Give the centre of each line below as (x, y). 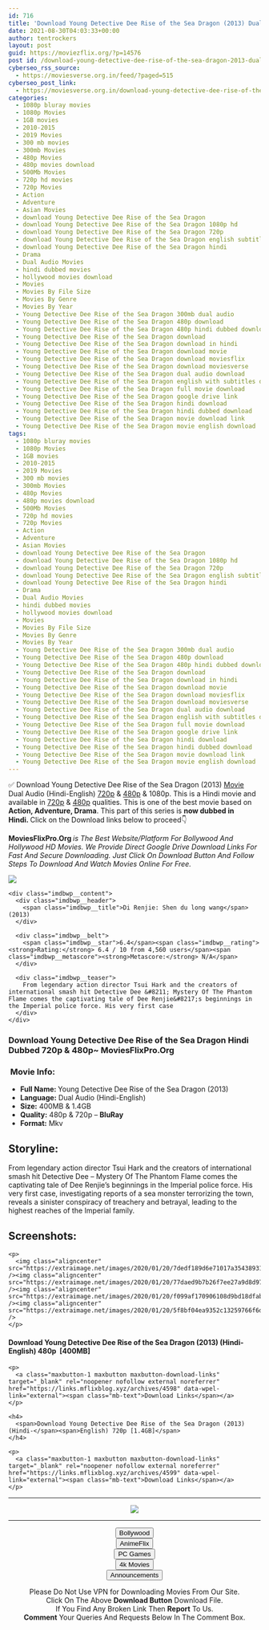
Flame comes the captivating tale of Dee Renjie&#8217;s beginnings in (130, 999)
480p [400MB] (64, 1351)
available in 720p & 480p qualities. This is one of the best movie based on (130, 803)
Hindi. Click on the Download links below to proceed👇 (98, 820)
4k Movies (134, 1565)
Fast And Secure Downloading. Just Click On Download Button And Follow (131, 856)
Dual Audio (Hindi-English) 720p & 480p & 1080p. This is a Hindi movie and (132, 794)
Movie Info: (33, 1071)
